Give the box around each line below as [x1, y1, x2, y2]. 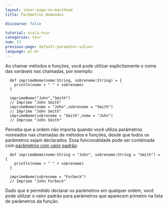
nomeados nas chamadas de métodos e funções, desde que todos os [5, 131, 149, 137]
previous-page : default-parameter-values [5, 44, 93, 49]
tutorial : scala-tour [5, 30, 51, 35]
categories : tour [5, 35, 42, 40]
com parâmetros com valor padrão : [5, 142, 79, 149]
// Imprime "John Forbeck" [10, 178, 66, 184]
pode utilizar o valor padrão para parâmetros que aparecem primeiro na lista [5, 192, 163, 199]
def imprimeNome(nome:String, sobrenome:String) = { [10, 78, 122, 83]
